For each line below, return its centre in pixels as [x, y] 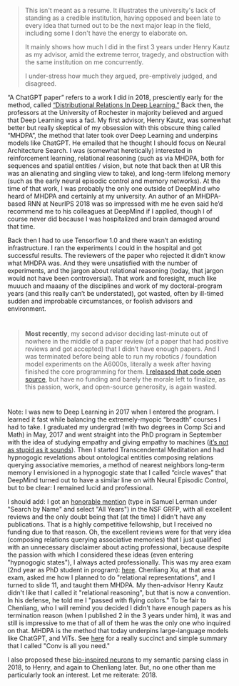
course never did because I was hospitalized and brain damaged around [113, 219]
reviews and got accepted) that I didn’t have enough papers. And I [122, 349]
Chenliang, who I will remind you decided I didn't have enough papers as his [119, 608]
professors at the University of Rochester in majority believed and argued [115, 113]
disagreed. [41, 84]
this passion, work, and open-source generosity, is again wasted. [121, 387]
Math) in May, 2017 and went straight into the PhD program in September [115, 434]
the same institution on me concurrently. [84, 62]
